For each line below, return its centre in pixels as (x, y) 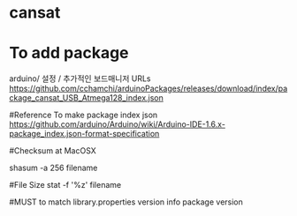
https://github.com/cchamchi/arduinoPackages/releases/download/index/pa (148, 89)
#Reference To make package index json (84, 115)
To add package (69, 53)
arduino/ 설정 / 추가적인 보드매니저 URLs (80, 78)
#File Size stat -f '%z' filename (65, 185)
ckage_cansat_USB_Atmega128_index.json (86, 98)
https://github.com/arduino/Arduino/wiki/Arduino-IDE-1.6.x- (117, 124)
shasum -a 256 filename (53, 168)
